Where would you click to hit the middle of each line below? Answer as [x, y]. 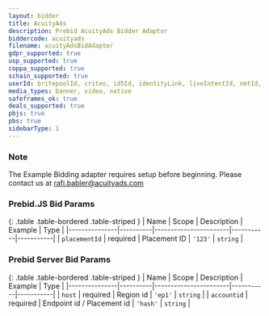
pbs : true [25, 121]
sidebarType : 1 [34, 129]
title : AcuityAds [38, 23]
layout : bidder [34, 16]
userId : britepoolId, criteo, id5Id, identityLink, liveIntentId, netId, [135, 83]
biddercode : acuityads [46, 38]
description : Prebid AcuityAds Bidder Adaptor [88, 31]
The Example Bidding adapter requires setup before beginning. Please [125, 175]
